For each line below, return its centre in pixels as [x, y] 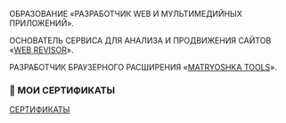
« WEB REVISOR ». [41, 50]
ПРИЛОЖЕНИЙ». [41, 23]
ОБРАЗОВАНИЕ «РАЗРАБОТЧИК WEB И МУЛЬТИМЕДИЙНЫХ [126, 14]
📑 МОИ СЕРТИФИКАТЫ [62, 90]
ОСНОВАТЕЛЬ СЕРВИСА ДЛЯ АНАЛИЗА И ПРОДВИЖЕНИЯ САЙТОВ [140, 41]
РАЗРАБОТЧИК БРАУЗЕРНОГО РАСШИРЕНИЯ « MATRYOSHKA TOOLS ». [143, 67]
